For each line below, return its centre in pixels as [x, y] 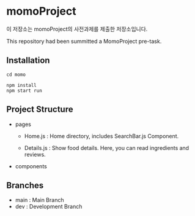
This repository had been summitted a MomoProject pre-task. [84, 41]
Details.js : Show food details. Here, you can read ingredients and [107, 147]
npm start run [24, 91]
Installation [28, 60]
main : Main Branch [39, 200]
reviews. [35, 154]
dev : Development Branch [49, 207]
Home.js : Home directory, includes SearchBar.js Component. [101, 136]
